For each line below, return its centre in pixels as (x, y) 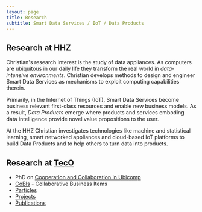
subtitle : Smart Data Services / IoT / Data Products (75, 23)
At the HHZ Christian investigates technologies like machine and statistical (99, 131)
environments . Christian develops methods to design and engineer (112, 75)
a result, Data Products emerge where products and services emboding (96, 113)
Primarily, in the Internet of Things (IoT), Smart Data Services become (93, 100)
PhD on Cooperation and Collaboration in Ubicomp (78, 177)
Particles (26, 190)
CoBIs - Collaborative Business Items (61, 184)
